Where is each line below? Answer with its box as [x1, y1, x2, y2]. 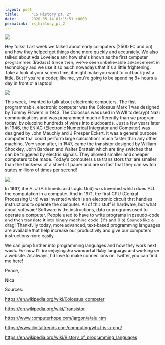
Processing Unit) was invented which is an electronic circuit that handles [5, 196, 153, 202]
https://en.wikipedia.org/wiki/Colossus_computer [5, 296, 105, 302]
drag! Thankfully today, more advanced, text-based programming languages [5, 222, 161, 228]
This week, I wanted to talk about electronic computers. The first [5, 99, 136, 105]
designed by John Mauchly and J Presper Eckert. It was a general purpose [5, 130, 157, 136]
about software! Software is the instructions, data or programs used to [5, 207, 148, 213]
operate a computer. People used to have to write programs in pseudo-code [5, 212, 160, 218]
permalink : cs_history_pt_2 [5, 21, 65, 26]
